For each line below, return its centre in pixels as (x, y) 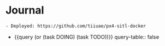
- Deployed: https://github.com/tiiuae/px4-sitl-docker (76, 26)
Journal (25, 10)
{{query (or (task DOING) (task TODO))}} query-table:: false (87, 37)
